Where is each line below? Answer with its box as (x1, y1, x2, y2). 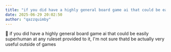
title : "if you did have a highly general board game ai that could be (5, 7, 160, 13)
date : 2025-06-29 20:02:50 (5, 12, 63, 17)
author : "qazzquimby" (5, 17, 51, 22)
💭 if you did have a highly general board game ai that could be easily (5, 31, 149, 37)
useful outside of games (5, 41, 56, 47)
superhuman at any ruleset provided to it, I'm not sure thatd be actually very (5, 36, 164, 42)
